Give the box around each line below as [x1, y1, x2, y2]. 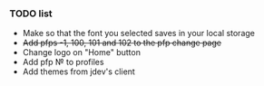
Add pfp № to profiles [22, 57, 104, 68]
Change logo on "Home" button [22, 47, 141, 58]
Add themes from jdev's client [22, 66, 136, 77]
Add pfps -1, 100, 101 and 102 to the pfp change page [22, 37, 222, 48]
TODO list [9, 7, 53, 20]
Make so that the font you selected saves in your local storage [22, 28, 256, 39]
